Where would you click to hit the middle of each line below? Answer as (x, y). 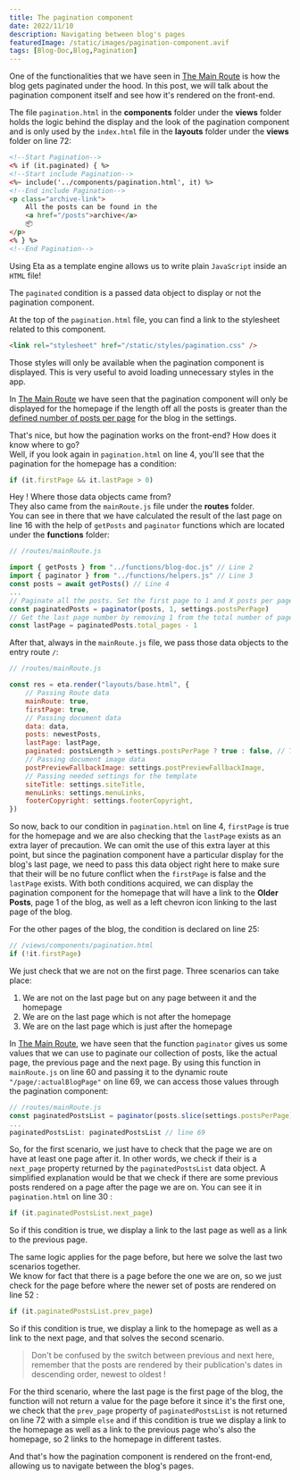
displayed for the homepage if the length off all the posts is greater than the (148, 408)
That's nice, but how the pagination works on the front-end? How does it (143, 435)
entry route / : (34, 652)
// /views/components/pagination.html (81, 946)
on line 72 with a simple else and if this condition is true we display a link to (148, 1420)
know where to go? (45, 444)
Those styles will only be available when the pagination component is (137, 362)
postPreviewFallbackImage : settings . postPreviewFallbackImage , (146, 768)
